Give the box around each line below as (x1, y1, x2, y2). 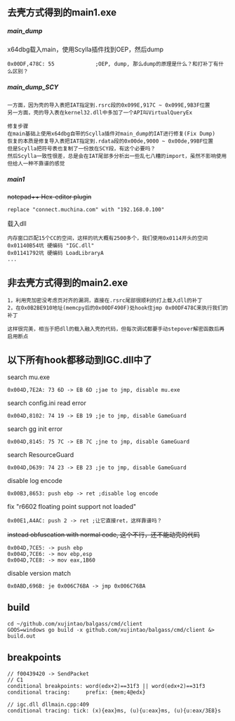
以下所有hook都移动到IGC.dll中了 (7, 354, 152, 366)
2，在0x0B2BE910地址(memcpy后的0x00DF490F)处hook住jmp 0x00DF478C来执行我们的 (7, 305, 228, 312)
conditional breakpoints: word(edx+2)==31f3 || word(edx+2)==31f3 (7, 682, 206, 689)
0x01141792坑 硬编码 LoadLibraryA (7, 250, 104, 257)
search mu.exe (7, 373, 51, 381)
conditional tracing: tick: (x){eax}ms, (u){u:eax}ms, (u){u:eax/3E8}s (7, 707, 221, 714)
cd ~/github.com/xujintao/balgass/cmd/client (7, 620, 142, 627)
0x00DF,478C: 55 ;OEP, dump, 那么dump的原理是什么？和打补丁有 (7, 60, 219, 68)
